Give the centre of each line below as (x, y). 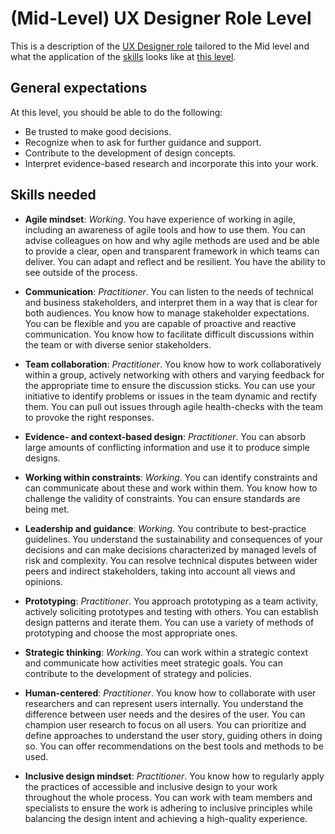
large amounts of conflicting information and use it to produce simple (167, 447)
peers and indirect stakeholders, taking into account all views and (160, 571)
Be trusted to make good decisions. (98, 131)
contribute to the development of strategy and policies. (138, 673)
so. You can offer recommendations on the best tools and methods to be (174, 746)
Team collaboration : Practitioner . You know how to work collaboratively (173, 364)
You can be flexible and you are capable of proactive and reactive (160, 323)
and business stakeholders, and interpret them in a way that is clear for (171, 302)
